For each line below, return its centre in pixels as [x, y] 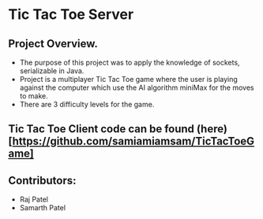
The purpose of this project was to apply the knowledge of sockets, [130, 62]
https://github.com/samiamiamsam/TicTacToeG [133, 141]
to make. [34, 96]
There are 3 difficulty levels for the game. [87, 104]
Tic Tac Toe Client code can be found [101, 129]
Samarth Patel [42, 208]
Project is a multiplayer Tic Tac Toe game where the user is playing [129, 79]
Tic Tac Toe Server [71, 15]
